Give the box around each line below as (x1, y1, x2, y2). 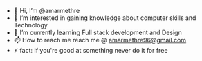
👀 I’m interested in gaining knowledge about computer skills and (13, 14, 196, 22)
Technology (13, 21, 48, 29)
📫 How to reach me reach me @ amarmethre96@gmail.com (13, 36, 187, 44)
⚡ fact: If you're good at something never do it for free (13, 47, 168, 54)
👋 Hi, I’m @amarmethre (13, 7, 80, 14)
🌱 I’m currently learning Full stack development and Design (13, 28, 182, 36)
